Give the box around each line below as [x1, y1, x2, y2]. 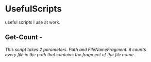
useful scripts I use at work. [5, 19, 61, 25]
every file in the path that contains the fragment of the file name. [5, 51, 135, 57]
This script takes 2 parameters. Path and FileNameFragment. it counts [5, 47, 147, 52]
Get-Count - [5, 33, 43, 41]
